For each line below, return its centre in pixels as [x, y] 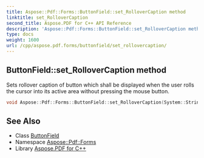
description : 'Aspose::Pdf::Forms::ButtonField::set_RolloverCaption [96, 29]
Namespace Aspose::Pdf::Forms [56, 142]
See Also [23, 121]
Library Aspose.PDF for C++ [51, 148]
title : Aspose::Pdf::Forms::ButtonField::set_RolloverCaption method [96, 12]
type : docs [20, 35]
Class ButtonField [37, 136]
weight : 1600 [23, 40]
